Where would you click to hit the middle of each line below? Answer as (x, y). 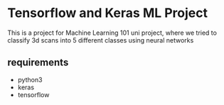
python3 (30, 79)
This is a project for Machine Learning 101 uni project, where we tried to (112, 33)
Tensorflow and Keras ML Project (108, 13)
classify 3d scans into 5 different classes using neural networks (101, 40)
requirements (38, 63)
